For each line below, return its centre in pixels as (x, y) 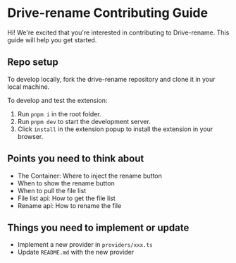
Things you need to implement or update (98, 227)
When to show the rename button (66, 183)
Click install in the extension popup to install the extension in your (115, 129)
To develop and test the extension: (57, 100)
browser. (30, 136)
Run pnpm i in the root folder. (59, 114)
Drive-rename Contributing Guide (108, 13)
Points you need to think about (76, 159)
